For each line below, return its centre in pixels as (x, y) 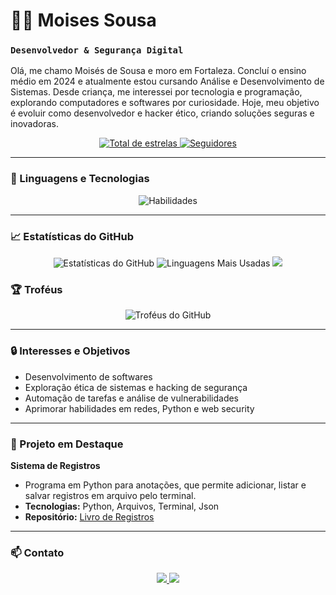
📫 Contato (37, 552)
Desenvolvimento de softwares (88, 376)
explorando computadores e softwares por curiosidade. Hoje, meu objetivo (165, 103)
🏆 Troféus (36, 289)
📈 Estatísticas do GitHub (72, 236)
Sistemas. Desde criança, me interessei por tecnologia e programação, (156, 92)
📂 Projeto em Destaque (67, 444)
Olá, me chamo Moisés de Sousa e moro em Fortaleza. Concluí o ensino (158, 71)
